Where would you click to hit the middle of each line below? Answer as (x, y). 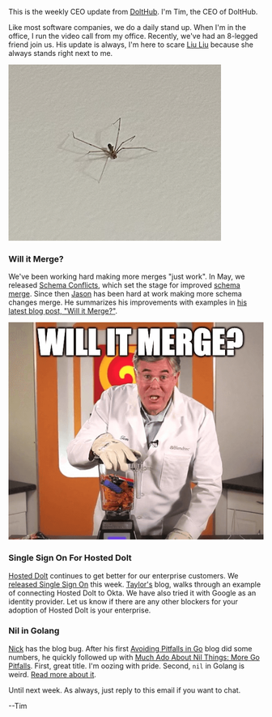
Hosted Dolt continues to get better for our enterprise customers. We (123, 575)
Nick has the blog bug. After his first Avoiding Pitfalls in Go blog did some (130, 648)
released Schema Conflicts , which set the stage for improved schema (124, 285)
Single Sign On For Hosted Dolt (70, 558)
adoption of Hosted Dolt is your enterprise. (80, 610)
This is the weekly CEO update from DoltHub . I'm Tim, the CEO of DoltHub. (133, 12)
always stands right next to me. (61, 53)
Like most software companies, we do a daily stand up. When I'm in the (127, 27)
